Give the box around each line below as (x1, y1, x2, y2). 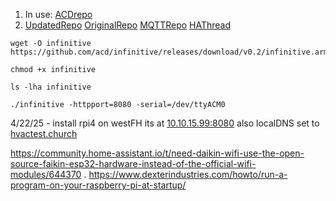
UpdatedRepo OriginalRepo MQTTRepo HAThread (24, 19, 232, 31)
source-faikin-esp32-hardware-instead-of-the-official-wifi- (10, 158, 257, 169)
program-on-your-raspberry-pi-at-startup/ (10, 179, 187, 191)
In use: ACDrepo (24, 9, 93, 20)
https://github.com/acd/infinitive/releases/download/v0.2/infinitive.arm (10, 47, 329, 57)
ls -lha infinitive (10, 82, 92, 92)
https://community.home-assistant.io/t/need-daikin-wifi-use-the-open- (10, 147, 305, 159)
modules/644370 (10, 169, 82, 180)
